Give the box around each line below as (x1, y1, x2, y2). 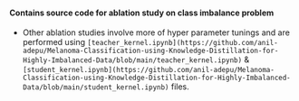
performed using (22, 37, 86, 48)
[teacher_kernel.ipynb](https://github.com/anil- (87, 39, 278, 48)
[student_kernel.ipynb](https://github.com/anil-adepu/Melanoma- (22, 66, 275, 75)
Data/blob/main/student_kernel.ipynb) (22, 83, 169, 92)
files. (170, 81, 190, 92)
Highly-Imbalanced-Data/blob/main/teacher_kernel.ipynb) (22, 56, 243, 65)
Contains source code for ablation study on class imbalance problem (9, 7, 275, 18)
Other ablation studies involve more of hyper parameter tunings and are (22, 27, 290, 38)
